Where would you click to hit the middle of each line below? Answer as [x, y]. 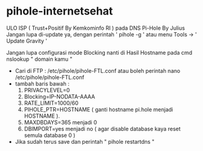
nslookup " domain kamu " [39, 59]
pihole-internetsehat [60, 11]
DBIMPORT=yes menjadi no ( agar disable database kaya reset [102, 129]
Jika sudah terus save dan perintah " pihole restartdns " [85, 141]
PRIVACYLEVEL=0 [47, 90]
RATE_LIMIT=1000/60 [51, 103]
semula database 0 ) [50, 135]
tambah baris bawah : [42, 84]
